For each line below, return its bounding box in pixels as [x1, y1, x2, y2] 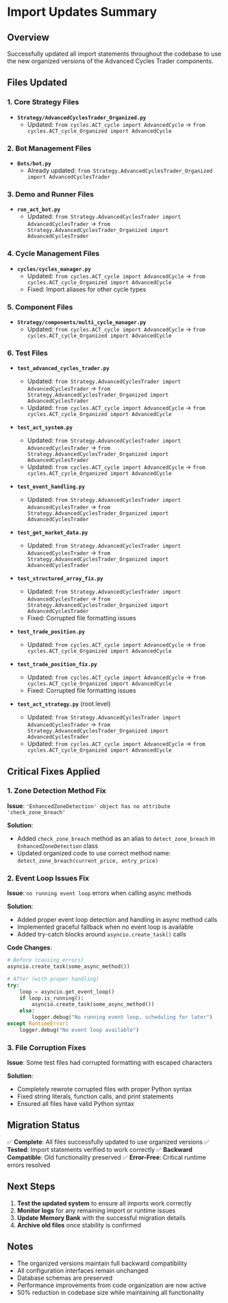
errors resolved [7, 1161, 51, 1169]
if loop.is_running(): [19, 995, 84, 1002]
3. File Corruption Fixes [7, 1043, 86, 1052]
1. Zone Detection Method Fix [7, 786, 106, 796]
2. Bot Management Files [7, 143, 92, 153]
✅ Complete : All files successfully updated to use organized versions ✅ [7, 1138, 210, 1146]
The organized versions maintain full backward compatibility [16, 1259, 188, 1267]
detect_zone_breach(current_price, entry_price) [16, 857, 159, 864]
